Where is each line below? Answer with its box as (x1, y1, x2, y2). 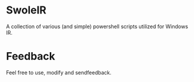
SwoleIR (6, 4, 47, 17)
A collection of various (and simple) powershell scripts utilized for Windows (6, 23, 189, 30)
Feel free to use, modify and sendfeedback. (6, 69, 112, 76)
